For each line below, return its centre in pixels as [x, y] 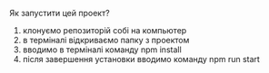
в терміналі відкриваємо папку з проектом [106, 40]
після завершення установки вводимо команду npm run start [141, 59]
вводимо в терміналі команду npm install [102, 50]
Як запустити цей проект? [60, 13]
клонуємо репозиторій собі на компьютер [105, 30]
